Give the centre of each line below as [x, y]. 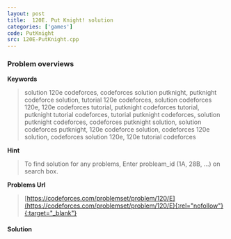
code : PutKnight [31, 33]
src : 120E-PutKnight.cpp [43, 40]
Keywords [22, 79]
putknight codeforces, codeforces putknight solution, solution [113, 122]
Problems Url [26, 185]
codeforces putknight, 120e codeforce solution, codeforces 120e [117, 130]
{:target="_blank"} [50, 213]
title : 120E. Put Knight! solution [60, 20]
